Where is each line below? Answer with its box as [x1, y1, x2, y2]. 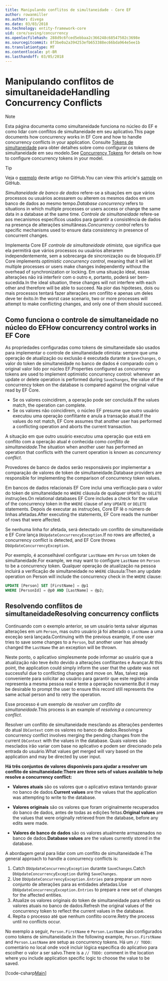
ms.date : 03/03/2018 [5, 21, 49, 27]
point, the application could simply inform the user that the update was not [5, 665, 159, 671]
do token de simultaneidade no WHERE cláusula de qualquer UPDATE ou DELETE [5, 490, 162, 496]
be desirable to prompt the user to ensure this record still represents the [5, 686, 154, 692]
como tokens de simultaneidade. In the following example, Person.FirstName [5, 933, 161, 939]
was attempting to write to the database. [12, 794, 96, 800]
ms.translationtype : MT [5, 45, 55, 50]
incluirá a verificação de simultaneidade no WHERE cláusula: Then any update [5, 568, 161, 574]
